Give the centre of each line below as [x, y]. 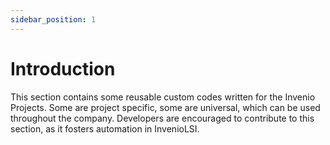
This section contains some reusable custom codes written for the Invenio [163, 97]
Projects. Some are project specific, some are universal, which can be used [165, 107]
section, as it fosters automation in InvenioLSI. [105, 128]
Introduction [63, 68]
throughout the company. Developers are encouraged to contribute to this [162, 118]
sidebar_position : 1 [53, 19]
